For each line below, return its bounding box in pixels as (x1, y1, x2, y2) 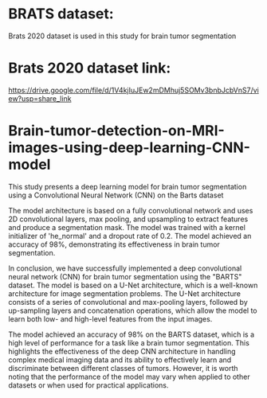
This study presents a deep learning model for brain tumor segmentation (8, 181, 247, 191)
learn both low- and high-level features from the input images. (8, 314, 213, 323)
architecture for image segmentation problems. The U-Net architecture (8, 288, 241, 298)
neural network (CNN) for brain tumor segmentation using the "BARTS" (8, 271, 242, 281)
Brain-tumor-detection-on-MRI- (8, 122, 225, 140)
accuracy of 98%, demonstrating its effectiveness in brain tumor (8, 240, 221, 249)
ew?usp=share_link (8, 93, 72, 103)
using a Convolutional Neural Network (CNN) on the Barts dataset (8, 190, 224, 200)
